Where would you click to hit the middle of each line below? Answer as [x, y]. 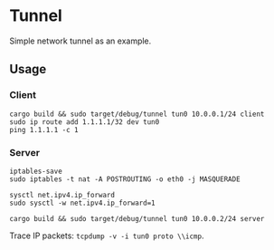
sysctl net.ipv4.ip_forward [62, 195]
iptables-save [36, 171]
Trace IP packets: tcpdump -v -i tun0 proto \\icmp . [107, 236]
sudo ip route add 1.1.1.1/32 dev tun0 [85, 122]
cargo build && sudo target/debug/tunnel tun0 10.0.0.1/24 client [137, 114]
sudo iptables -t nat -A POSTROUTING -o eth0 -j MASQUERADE [125, 179]
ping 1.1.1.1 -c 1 [44, 130]
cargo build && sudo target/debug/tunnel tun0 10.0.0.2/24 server [137, 218]
